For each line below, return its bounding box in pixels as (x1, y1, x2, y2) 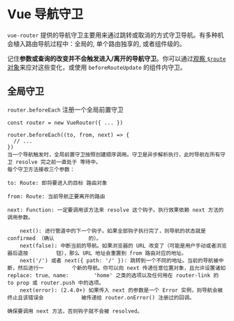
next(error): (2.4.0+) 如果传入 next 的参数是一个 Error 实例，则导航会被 (20, 287, 224, 294)
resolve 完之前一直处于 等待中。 (15, 158, 101, 165)
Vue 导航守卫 (7, 6, 84, 22)
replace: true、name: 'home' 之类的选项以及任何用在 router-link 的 (7, 271, 219, 279)
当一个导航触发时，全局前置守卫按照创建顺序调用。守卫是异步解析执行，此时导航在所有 (7, 151, 221, 158)
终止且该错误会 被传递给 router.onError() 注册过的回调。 (7, 294, 195, 301)
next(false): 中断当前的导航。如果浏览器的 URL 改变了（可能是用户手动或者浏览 (20, 242, 227, 249)
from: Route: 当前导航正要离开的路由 (7, 193, 105, 200)
